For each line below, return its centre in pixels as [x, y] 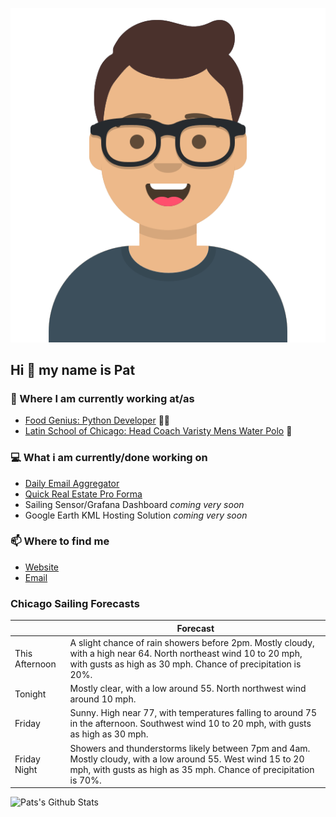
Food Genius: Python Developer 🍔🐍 [97, 420]
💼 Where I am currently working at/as [102, 398]
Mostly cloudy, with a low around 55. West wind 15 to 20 [187, 759]
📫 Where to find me [60, 541]
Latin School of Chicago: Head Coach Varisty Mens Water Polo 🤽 [158, 431]
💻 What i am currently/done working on [109, 458]
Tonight [30, 694]
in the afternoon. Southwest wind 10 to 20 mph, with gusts [190, 724]
